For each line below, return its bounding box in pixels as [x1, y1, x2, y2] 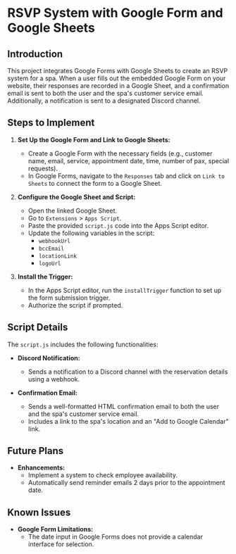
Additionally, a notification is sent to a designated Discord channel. [7, 96, 201, 105]
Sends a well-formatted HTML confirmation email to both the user [27, 402, 220, 410]
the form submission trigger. [27, 294, 111, 302]
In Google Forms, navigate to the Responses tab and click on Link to [27, 171, 225, 180]
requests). [27, 164, 58, 172]
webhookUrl [38, 237, 70, 244]
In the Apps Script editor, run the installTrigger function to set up [27, 286, 222, 294]
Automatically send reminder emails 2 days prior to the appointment [27, 479, 225, 487]
